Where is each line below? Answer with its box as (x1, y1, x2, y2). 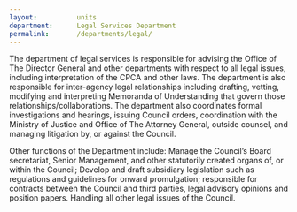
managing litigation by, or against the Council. (9, 129, 176, 140)
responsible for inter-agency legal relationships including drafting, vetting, (9, 81, 279, 93)
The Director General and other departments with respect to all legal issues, (9, 63, 286, 73)
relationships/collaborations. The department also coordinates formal (9, 101, 262, 111)
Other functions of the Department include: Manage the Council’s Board (9, 146, 272, 156)
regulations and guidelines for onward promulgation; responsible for (9, 174, 258, 185)
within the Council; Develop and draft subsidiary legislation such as (9, 164, 255, 175)
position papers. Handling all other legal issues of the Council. (9, 193, 236, 203)
